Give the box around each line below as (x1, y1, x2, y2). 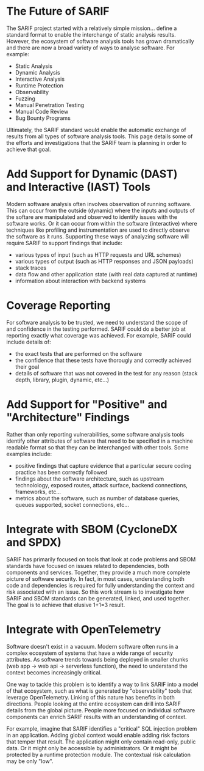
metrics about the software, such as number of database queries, (15, 494, 180, 502)
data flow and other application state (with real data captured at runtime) (15, 270, 198, 278)
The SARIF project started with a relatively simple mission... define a (6, 24, 177, 32)
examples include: (6, 450, 52, 457)
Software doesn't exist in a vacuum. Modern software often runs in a (6, 643, 178, 650)
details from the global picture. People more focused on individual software (6, 706, 195, 714)
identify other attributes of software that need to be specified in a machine (6, 437, 193, 445)
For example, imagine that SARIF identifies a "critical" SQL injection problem (6, 725, 197, 732)
